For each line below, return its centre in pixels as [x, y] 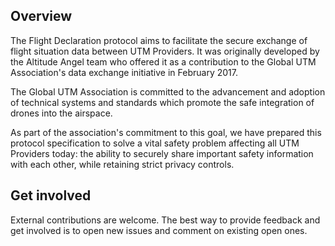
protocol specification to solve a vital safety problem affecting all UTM [155, 143]
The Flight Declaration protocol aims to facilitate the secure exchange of [159, 40]
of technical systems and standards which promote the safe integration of [162, 102]
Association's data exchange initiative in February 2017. [124, 72]
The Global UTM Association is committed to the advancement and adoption [168, 91]
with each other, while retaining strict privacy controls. [122, 164]
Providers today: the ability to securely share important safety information [162, 153]
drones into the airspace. [61, 113]
